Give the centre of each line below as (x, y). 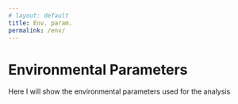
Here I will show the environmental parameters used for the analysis (119, 91)
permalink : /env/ (37, 30)
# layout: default (38, 15)
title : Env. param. (40, 23)
